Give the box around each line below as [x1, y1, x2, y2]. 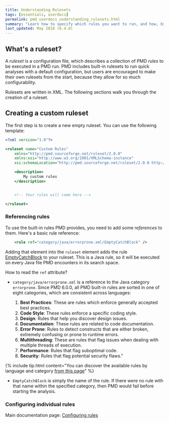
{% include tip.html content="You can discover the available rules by [5, 362, 147, 368]
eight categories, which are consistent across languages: [12, 289, 131, 295]
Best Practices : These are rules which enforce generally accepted [20, 299, 158, 305]
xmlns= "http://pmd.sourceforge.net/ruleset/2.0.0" [14, 151, 123, 156]
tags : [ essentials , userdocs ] [5, 12, 69, 17]
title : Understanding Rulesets [5, 7, 71, 13]
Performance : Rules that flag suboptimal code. [20, 347, 118, 353]
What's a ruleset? [5, 45, 62, 53]
